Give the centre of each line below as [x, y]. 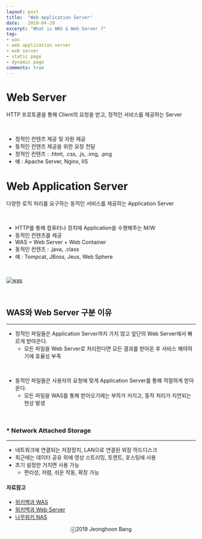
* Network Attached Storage [49, 430]
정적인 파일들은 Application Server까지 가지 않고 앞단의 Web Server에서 [100, 334]
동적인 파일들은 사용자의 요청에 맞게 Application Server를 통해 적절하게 [99, 381]
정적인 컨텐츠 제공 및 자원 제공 [50, 139]
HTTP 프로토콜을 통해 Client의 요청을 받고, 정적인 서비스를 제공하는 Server [94, 115]
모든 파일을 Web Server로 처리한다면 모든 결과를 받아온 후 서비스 [100, 349]
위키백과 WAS [31, 502]
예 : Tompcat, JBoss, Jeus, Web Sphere [64, 257]
